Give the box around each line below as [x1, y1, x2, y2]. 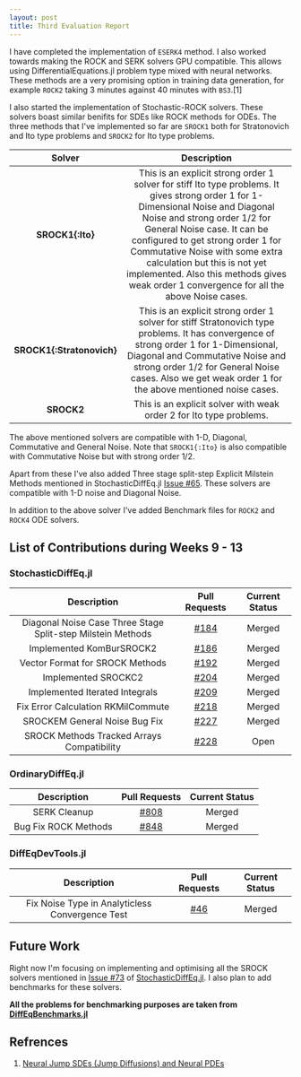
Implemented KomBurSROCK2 [29, 642, 158, 655]
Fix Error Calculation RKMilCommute [16, 700, 170, 713]
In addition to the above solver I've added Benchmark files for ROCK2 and [9, 504, 275, 516]
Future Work [9, 939, 81, 954]
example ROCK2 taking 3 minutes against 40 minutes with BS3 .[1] [9, 84, 243, 95]
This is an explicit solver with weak [133, 397, 279, 410]
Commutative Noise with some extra [130, 245, 283, 257]
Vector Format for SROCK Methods [19, 656, 168, 669]
